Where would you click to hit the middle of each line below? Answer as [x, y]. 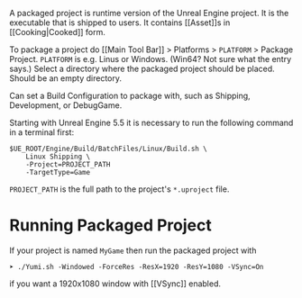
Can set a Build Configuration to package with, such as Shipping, [130, 95]
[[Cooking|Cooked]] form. [58, 32]
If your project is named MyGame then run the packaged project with [133, 250]
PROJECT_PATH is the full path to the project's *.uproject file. [119, 189]
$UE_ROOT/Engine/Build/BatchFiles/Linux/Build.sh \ [108, 149]
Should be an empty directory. [66, 78]
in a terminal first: [42, 132]
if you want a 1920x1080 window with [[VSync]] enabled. [115, 284]
